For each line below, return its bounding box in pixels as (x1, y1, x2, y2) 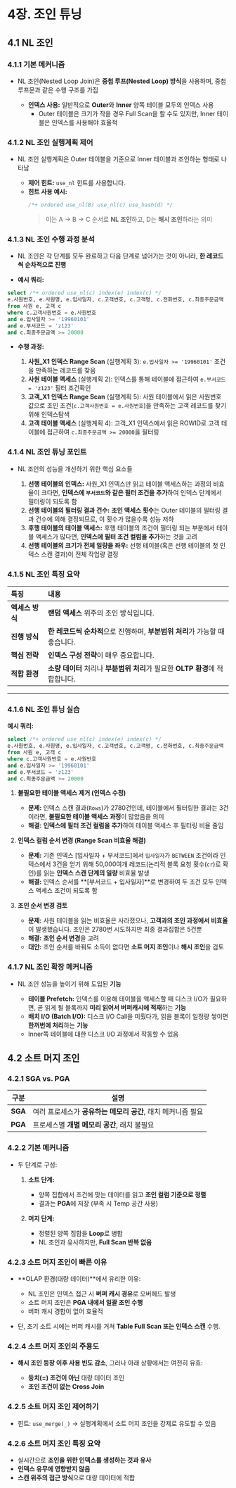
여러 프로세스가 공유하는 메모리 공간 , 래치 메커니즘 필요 (32, 1107, 204, 1117)
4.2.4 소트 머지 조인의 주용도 (7, 1341, 100, 1351)
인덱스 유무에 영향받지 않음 (17, 1464, 91, 1473)
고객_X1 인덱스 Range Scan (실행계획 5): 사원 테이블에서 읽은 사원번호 (27, 392, 222, 401)
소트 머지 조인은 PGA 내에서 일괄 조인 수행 (27, 1299, 143, 1307)
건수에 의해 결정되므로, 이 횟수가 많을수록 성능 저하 (35, 515, 174, 523)
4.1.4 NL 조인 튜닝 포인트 (7, 447, 87, 457)
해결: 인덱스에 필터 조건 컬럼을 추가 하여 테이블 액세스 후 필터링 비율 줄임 (27, 821, 224, 830)
